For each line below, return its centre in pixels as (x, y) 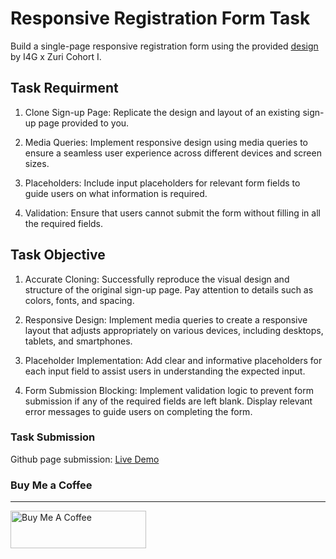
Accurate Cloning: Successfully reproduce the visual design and (157, 279)
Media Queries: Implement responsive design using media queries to (166, 142)
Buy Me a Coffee (51, 485)
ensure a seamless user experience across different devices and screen (173, 153)
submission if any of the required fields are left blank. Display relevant (168, 401)
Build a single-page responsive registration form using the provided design (164, 46)
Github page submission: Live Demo (85, 459)
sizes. (37, 163)
